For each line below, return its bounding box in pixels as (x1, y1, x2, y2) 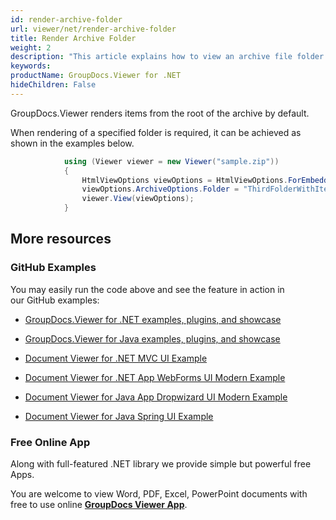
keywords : (10, 61, 52, 71)
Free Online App (10, 435, 91, 449)
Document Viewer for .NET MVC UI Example (24, 352, 208, 364)
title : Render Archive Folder (10, 33, 137, 43)
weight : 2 (10, 42, 52, 53)
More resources (10, 231, 112, 248)
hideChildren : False (10, 80, 97, 90)
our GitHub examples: (10, 294, 100, 306)
